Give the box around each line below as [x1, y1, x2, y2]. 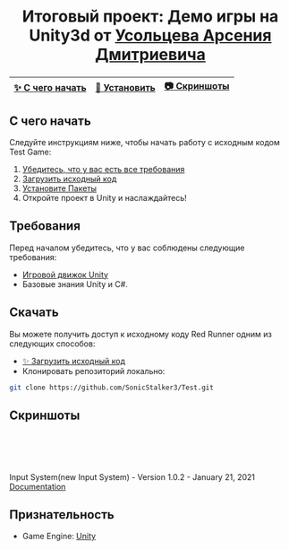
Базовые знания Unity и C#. [21, 278, 128, 289]
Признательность [9, 507, 115, 522]
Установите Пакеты [21, 182, 97, 194]
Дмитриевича [95, 45, 206, 65]
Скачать [9, 305, 60, 320]
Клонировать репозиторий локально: [21, 365, 166, 376]
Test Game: [9, 146, 52, 157]
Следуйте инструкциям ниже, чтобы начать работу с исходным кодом [9, 136, 280, 147]
